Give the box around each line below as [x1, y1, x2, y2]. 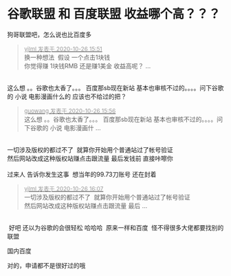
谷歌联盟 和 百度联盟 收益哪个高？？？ [7, 6, 221, 22]
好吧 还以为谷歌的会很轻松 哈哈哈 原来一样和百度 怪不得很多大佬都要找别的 [8, 223, 224, 231]
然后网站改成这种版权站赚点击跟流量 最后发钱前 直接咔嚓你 [7, 154, 173, 162]
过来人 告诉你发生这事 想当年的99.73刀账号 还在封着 [7, 170, 157, 178]
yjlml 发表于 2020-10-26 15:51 [23, 45, 102, 52]
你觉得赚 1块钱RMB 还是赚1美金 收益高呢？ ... [23, 61, 151, 70]
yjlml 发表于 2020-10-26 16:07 [23, 184, 104, 193]
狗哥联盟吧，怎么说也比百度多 [7, 30, 91, 39]
